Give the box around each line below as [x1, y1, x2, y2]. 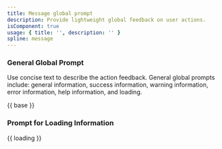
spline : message [7, 36, 53, 42]
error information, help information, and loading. [7, 88, 143, 96]
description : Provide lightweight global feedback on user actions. [7, 16, 206, 23]
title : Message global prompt [7, 10, 94, 17]
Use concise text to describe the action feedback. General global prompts [7, 73, 215, 82]
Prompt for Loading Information [7, 118, 114, 128]
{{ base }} [7, 101, 35, 109]
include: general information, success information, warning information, [7, 81, 208, 89]
